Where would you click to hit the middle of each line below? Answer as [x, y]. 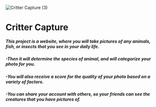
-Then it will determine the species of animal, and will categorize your [78, 59]
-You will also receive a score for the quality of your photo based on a [78, 77]
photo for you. [21, 64]
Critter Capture [37, 27]
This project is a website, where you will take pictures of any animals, [78, 41]
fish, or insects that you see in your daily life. [52, 46]
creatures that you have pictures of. [43, 99]
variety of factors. [25, 81]
